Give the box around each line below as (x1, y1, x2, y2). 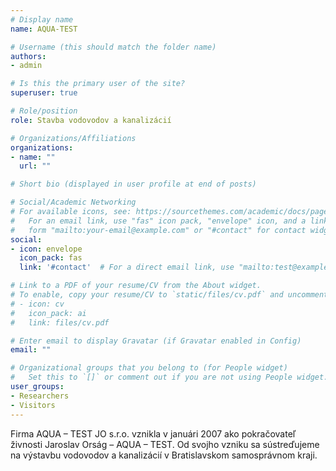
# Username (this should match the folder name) (10, 42, 217, 52)
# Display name (10, 14, 74, 25)
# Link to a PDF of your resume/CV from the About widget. (10, 281, 262, 291)
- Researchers (10, 391, 70, 401)
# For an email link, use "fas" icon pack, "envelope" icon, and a (10, 216, 307, 226)
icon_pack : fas (19, 253, 83, 263)
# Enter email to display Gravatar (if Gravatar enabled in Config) (10, 336, 302, 346)
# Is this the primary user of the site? (10, 79, 186, 89)
